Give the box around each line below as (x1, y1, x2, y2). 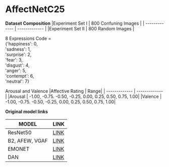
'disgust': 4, (5, 62, 30, 68)
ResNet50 (8, 129, 32, 136)
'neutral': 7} (5, 78, 30, 84)
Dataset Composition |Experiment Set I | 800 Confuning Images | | (5, 20, 145, 26)
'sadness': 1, (5, 46, 31, 52)
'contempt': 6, (5, 73, 34, 79)
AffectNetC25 (5, 4, 65, 15)
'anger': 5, (5, 67, 27, 74)
